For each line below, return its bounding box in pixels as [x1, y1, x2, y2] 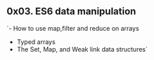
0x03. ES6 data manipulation [6, 6, 136, 17]
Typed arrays [16, 38, 56, 46]
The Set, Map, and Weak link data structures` [16, 45, 148, 53]
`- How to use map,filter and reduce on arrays [6, 24, 140, 32]
